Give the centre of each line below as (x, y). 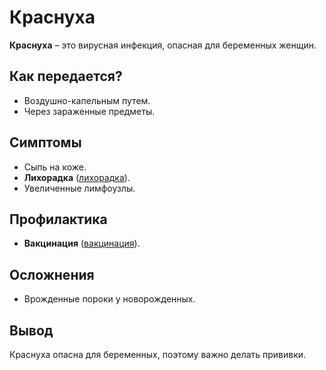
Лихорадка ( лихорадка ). (77, 177)
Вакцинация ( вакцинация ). (82, 243)
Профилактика (58, 219)
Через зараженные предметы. (89, 111)
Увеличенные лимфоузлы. (79, 188)
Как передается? (66, 76)
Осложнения (52, 274)
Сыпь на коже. (55, 167)
